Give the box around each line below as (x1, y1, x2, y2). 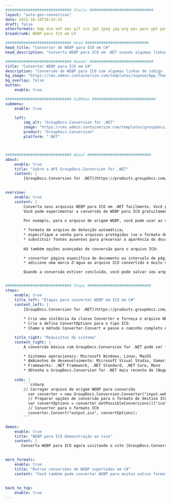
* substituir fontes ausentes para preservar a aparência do (23, 237, 156, 242)
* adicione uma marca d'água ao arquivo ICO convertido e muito (23, 260, 163, 265)
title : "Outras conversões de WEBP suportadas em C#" (14, 466, 131, 471)
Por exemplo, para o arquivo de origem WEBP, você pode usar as (23, 218, 163, 223)
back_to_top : (5, 486, 33, 491)
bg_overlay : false (5, 78, 44, 83)
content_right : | (14, 340, 51, 345)
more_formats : (5, 457, 36, 462)
